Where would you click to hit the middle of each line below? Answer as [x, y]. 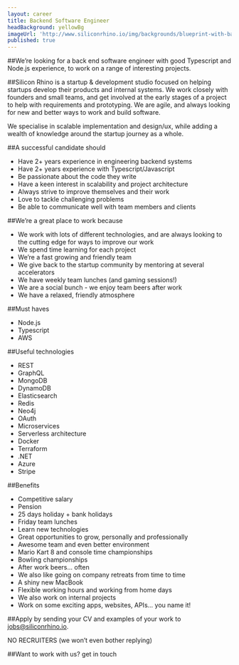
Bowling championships [53, 560]
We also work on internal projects [67, 598]
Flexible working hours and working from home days [95, 590]
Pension [30, 507]
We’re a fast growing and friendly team [74, 257]
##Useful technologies [41, 352]
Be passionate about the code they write [77, 177]
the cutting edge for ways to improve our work [86, 242]
